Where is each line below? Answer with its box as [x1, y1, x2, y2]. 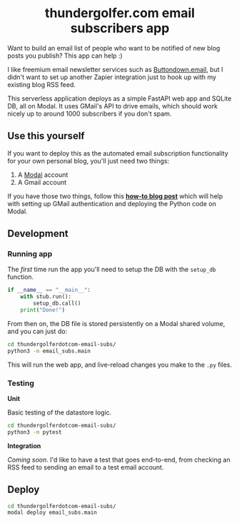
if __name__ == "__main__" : [7, 287, 91, 294]
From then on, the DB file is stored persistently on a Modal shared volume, [7, 319, 225, 327]
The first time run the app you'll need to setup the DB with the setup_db [7, 265, 216, 274]
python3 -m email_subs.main [7, 347, 91, 355]
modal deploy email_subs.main [7, 509, 98, 517]
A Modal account [17, 170, 68, 179]
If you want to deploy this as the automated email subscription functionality [7, 148, 228, 158]
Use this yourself [7, 130, 85, 142]
